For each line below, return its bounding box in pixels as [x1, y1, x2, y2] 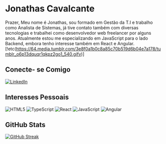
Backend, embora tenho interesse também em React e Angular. [5, 40, 135, 46]
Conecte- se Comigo [5, 66, 71, 74]
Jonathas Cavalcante [5, 3, 95, 14]
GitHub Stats [5, 120, 46, 129]
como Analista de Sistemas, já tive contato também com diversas [5, 24, 139, 30]
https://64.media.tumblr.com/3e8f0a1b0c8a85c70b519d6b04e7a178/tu [15, 46, 161, 52]
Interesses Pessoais [5, 93, 69, 102]
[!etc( [5, 46, 16, 52]
